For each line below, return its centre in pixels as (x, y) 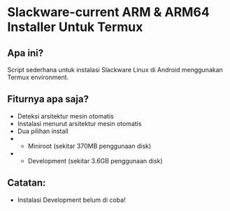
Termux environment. (38, 77)
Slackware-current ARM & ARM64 (108, 12)
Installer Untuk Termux (75, 27)
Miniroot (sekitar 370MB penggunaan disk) (89, 146)
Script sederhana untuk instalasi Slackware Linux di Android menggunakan (115, 70)
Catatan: (27, 183)
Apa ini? (26, 53)
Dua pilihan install (43, 131)
